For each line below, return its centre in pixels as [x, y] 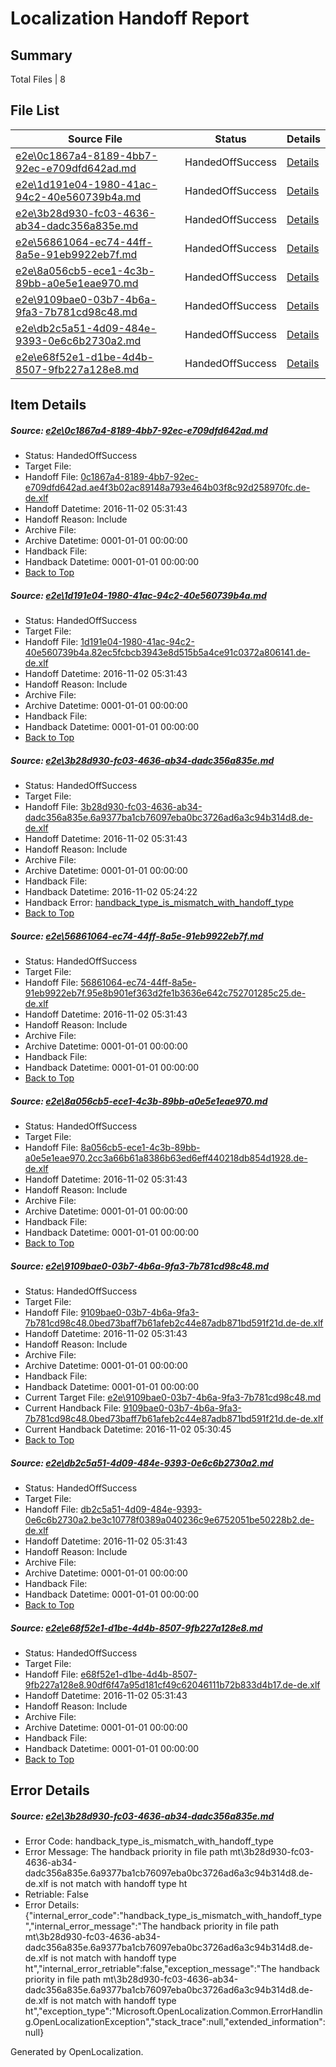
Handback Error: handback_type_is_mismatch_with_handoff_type [159, 903]
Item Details [48, 405]
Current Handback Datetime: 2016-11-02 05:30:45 [128, 1429]
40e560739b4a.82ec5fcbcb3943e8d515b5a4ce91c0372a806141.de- [167, 653]
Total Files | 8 [38, 79]
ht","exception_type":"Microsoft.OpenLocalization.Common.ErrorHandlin [173, 2011]
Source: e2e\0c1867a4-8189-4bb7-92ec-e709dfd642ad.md [139, 430]
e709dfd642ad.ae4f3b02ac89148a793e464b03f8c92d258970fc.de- [167, 488]
